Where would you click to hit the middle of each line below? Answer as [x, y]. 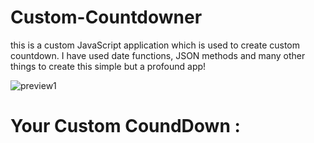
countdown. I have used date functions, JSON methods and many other [158, 55]
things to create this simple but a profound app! [108, 66]
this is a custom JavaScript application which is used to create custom [155, 45]
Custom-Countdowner [106, 17]
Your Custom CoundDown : [125, 126]
